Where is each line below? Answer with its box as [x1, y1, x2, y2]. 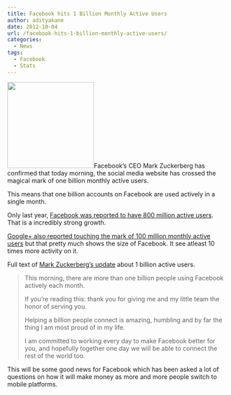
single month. [7, 197, 47, 206]
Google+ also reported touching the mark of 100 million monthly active [7, 231, 211, 240]
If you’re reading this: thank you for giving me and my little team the [24, 294, 220, 303]
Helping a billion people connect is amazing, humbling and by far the [24, 315, 223, 324]
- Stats [13, 62, 36, 69]
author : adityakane [7, 17, 64, 24]
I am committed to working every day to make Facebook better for [24, 336, 216, 345]
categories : [7, 36, 42, 43]
